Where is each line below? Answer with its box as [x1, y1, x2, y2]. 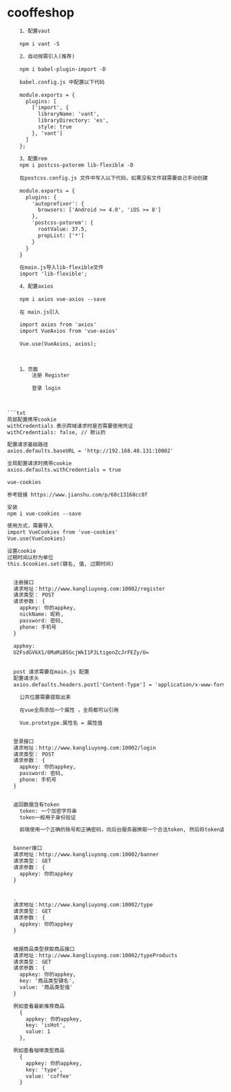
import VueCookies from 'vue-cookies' [7, 529, 118, 536]
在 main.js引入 [19, 308, 60, 316]
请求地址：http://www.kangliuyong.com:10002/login [13, 744, 156, 751]
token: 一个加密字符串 [19, 807, 77, 814]
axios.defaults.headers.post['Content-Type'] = [13, 681, 153, 688]
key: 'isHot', [25, 1022, 67, 1029]
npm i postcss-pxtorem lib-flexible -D [19, 162, 134, 169]
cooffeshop [7, 5, 74, 21]
